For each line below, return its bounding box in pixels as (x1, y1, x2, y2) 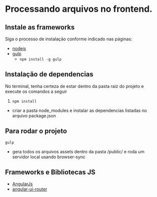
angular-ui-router (12, 186, 48, 192)
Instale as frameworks (5, 23, 75, 31)
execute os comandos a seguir (5, 88, 67, 94)
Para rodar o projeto (5, 127, 67, 136)
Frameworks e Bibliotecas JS (5, 168, 96, 176)
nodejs (12, 46, 26, 51)
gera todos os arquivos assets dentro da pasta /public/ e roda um (12, 148, 145, 154)
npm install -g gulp (19, 57, 62, 62)
